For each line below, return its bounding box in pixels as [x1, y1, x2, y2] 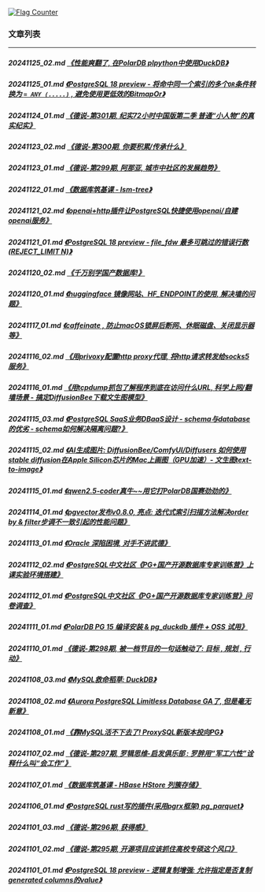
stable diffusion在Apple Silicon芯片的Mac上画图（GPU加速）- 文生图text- [8, 455, 252, 465]
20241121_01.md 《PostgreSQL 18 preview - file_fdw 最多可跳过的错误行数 [8, 237, 249, 247]
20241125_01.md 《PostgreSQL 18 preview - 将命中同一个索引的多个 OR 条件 [8, 80, 249, 89]
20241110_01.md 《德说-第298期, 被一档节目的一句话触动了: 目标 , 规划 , [8, 643, 242, 653]
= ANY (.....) [23, 91, 70, 98]
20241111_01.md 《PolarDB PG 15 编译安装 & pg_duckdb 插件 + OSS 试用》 [8, 623, 248, 632]
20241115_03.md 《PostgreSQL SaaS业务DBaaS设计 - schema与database [8, 414, 251, 423]
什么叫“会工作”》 [14, 759, 72, 768]
